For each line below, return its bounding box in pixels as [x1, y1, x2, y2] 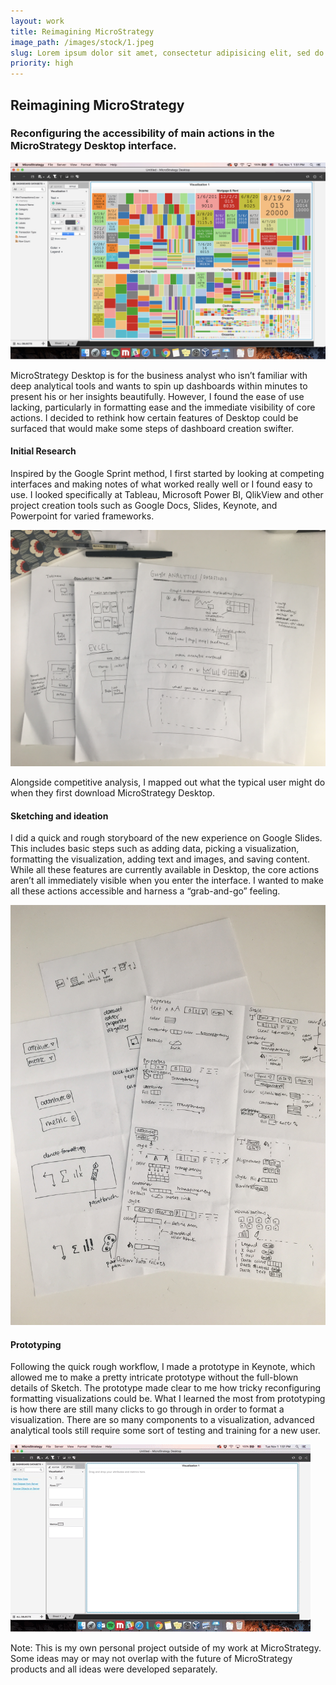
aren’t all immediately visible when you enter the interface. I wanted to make [10, 875, 324, 887]
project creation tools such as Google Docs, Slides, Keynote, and [10, 500, 278, 512]
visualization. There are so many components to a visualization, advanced [10, 1414, 315, 1426]
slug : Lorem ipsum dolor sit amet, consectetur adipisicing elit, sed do [10, 48, 325, 58]
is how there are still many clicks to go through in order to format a [10, 1403, 285, 1415]
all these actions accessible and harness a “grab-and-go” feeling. [10, 885, 281, 897]
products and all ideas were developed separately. [10, 1663, 218, 1675]
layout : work [10, 16, 65, 26]
